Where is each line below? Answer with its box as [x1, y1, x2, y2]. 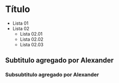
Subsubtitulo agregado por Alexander [5, 71, 99, 78]
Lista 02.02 [20, 36, 44, 42]
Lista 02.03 [20, 41, 44, 47]
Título [5, 4, 30, 15]
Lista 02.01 [20, 31, 43, 37]
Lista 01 [12, 20, 29, 26]
